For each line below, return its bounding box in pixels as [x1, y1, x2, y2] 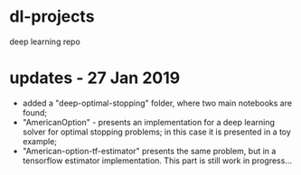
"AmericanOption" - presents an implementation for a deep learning [22, 116, 276, 127]
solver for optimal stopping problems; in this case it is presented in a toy [22, 126, 292, 137]
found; [22, 106, 48, 118]
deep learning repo [9, 36, 81, 47]
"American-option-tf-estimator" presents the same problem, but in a [22, 145, 277, 156]
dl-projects [9, 6, 95, 27]
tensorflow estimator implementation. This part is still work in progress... [22, 155, 292, 166]
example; [22, 135, 57, 146]
